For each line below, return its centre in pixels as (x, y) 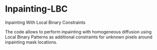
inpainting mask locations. (31, 42)
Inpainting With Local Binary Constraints (45, 22)
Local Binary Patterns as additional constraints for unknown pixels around (79, 37)
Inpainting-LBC (36, 9)
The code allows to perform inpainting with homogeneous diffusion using (78, 32)
